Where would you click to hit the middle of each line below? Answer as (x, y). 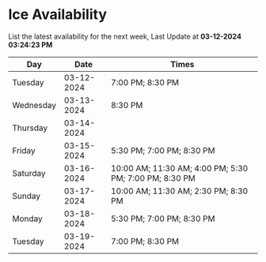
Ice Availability (57, 15)
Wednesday (34, 105)
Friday (24, 150)
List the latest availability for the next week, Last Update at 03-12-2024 (125, 36)
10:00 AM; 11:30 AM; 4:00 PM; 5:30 (179, 168)
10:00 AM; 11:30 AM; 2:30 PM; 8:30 (179, 191)
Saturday (29, 173)
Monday (28, 219)
